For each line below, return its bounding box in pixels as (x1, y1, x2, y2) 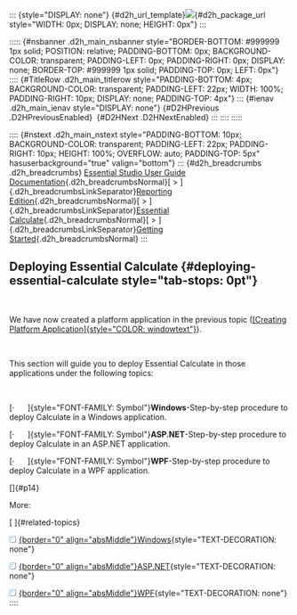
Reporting (136, 186, 173, 196)
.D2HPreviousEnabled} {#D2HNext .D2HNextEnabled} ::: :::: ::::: (9, 112, 243, 122)
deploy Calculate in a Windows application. (9, 411, 167, 422)
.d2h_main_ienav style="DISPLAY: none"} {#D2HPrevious (9, 102, 220, 113)
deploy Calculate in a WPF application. (9, 464, 150, 476)
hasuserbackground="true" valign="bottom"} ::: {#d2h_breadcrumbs (9, 158, 262, 168)
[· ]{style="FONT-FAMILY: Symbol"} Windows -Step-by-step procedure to (9, 402, 288, 413)
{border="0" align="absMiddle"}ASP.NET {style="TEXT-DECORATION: (19, 561, 276, 571)
